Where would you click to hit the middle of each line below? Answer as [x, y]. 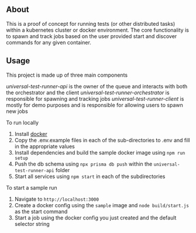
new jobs [17, 111]
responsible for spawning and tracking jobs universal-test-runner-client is [95, 98]
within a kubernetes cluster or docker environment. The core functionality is [97, 30]
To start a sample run [32, 187]
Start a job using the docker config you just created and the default [95, 217]
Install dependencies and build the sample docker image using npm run [100, 152]
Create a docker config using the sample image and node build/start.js [102, 205]
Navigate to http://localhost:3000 [57, 199]
